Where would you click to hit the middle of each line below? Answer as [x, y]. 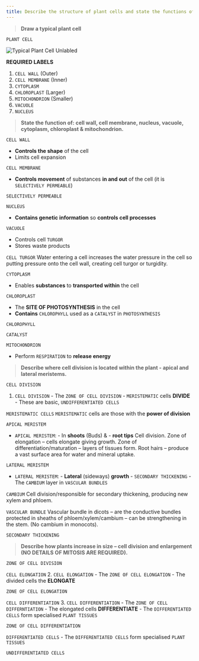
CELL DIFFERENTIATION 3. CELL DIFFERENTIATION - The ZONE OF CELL [87, 602]
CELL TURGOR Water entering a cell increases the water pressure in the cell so [99, 257]
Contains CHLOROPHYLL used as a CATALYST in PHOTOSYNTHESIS [88, 313]
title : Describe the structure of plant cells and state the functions [96, 12]
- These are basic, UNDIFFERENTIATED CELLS [67, 402]
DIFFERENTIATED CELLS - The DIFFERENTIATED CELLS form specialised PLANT [96, 637]
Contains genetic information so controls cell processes [85, 218]
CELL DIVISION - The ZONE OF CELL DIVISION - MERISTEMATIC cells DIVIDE [102, 395]
